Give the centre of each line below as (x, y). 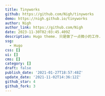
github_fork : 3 (20, 86)
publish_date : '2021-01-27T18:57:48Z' (44, 73)
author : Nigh (18, 23)
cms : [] (13, 59)
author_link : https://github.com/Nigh (44, 28)
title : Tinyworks (22, 9)
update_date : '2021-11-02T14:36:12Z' (43, 77)
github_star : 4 (20, 81)
